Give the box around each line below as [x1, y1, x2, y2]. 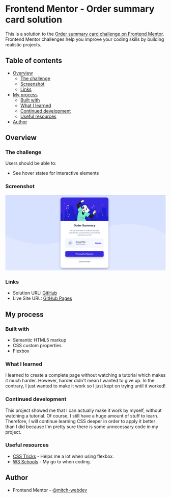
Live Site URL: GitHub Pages [12, 295, 72, 301]
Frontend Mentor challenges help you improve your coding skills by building [5, 36, 164, 42]
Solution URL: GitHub [12, 290, 58, 296]
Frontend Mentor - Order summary [5, 3, 155, 15]
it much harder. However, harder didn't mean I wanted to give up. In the [5, 378, 155, 384]
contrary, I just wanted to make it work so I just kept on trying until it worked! [5, 383, 166, 389]
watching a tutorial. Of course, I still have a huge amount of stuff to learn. [5, 412, 159, 418]
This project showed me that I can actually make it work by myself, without [5, 407, 162, 413]
